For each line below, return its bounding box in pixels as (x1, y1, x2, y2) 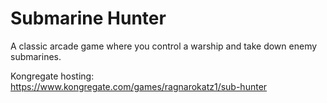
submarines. (10, 50, 62, 62)
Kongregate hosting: (10, 70, 95, 82)
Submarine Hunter (10, 7, 167, 30)
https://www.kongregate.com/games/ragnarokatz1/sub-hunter (10, 80, 268, 92)
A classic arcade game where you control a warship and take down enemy (10, 40, 318, 52)
